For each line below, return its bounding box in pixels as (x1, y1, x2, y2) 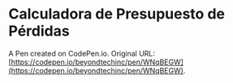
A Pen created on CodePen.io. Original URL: (8, 48, 156, 58)
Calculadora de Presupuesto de (8, 5, 226, 23)
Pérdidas (8, 22, 71, 40)
